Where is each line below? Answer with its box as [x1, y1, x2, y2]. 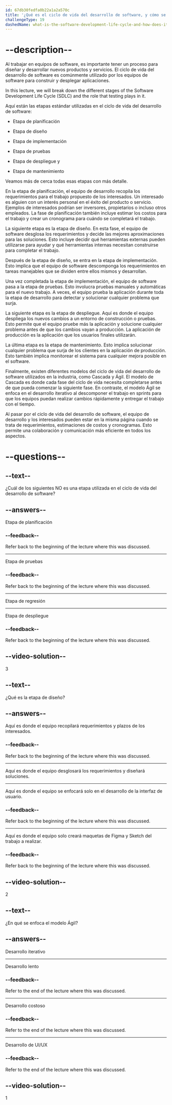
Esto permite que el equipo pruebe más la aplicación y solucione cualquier [5, 321, 163, 327]
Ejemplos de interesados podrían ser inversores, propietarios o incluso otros [5, 204, 166, 211]
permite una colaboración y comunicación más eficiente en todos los [5, 428, 151, 434]
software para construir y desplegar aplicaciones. [5, 78, 110, 84]
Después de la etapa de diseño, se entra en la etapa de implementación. [5, 257, 158, 264]
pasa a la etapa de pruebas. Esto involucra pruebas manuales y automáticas [5, 284, 166, 290]
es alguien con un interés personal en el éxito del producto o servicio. [5, 199, 153, 205]
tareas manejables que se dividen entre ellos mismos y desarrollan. [5, 268, 147, 274]
